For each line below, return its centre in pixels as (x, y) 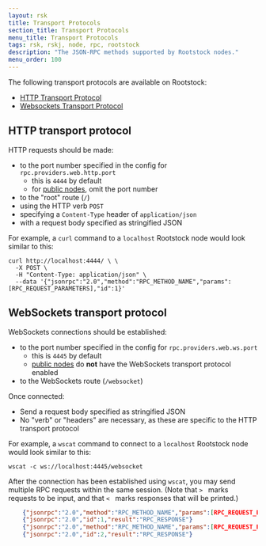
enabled (45, 372)
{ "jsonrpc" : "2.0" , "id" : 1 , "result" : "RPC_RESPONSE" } (108, 520)
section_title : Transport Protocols (68, 30)
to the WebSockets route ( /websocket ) (82, 381)
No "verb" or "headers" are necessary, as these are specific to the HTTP (138, 419)
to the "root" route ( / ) (55, 197)
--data (26, 282)
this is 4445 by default (66, 355)
